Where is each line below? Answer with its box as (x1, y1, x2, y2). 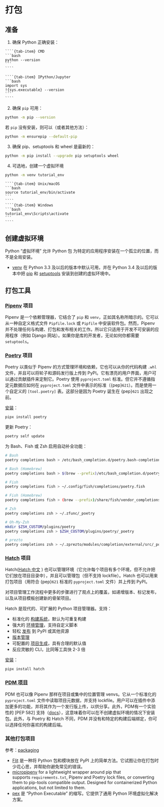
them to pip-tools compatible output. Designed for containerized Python (12, 779, 158, 785)
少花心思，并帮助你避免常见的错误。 (12, 764, 85, 769)
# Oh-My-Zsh (5, 519, 29, 525)
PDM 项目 (5, 679, 28, 686)
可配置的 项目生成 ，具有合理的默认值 (12, 641, 86, 646)
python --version (5, 58, 41, 62)
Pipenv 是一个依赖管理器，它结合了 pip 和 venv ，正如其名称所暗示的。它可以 (5, 314, 159, 320)
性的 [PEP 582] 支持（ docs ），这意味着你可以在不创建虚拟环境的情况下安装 (5, 709, 155, 715)
